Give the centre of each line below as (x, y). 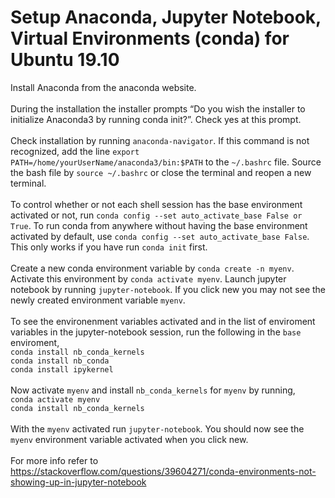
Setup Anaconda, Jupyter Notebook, (166, 17)
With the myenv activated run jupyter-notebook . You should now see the (157, 428)
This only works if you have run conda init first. (109, 247)
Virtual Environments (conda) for (150, 38)
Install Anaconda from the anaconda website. (103, 87)
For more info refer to (54, 460)
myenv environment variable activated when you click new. (129, 439)
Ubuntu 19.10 (65, 60)
